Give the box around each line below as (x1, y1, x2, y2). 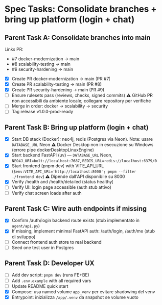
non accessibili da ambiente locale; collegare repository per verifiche (11, 98, 151, 104)
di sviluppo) (11, 234, 36, 240)
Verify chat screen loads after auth (11, 190, 82, 196)
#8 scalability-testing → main (11, 61, 71, 67)
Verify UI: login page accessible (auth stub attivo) (11, 184, 112, 190)
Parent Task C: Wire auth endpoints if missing (4, 204, 147, 213)
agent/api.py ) (11, 223, 40, 229)
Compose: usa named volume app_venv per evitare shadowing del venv (11, 288, 155, 295)
